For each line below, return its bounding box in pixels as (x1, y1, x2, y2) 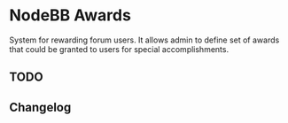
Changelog (9, 99, 72, 115)
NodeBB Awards (9, 5, 131, 26)
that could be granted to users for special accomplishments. (9, 43, 229, 54)
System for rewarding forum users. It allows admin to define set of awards (9, 35, 280, 45)
